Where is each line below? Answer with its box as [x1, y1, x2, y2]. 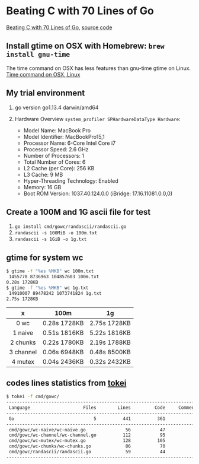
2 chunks [9, 338, 36, 347]
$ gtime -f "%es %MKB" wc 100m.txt [6, 268, 94, 274]
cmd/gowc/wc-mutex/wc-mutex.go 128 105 [8, 438, 166, 444]
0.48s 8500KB [89, 348, 131, 357]
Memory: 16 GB [23, 183, 62, 190]
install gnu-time [6, 50, 70, 59]
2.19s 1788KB [89, 338, 131, 347]
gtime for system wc [6, 252, 84, 262]
